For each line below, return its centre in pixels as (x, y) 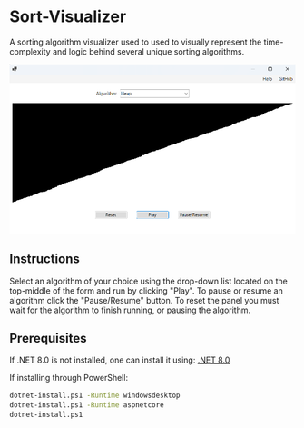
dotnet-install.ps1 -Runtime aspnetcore (87, 405)
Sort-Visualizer (68, 17)
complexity (30, 51)
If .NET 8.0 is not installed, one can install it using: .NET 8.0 (120, 360)
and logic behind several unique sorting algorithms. (149, 51)
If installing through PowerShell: (69, 378)
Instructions (44, 259)
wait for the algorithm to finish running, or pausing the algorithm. (130, 310)
